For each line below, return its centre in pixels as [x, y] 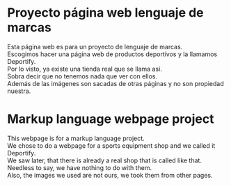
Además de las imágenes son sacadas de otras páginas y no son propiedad [115, 83]
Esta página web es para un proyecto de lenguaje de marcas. [95, 46]
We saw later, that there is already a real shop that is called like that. [104, 160]
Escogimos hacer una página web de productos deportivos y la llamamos [112, 54]
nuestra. [19, 91]
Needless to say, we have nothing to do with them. [80, 167]
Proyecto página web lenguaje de [105, 13]
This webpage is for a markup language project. [76, 138]
